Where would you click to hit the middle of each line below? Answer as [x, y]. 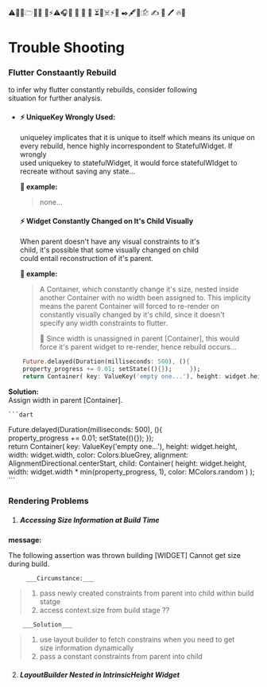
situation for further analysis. [56, 98]
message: [25, 540]
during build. [29, 564]
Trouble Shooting [67, 47]
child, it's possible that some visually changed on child [109, 250]
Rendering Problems [48, 501]
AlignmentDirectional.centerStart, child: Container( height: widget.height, [128, 463]
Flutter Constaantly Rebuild [62, 72]
